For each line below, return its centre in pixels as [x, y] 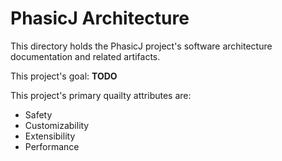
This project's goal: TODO [64, 76]
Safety [38, 114]
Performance [52, 146]
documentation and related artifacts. [85, 56]
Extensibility [50, 136]
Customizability [57, 125]
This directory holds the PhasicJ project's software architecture [141, 46]
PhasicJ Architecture [100, 18]
